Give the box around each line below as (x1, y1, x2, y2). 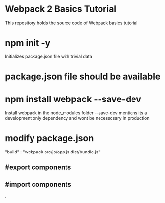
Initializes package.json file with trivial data (5, 53, 92, 59)
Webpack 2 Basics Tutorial (5, 3, 117, 15)
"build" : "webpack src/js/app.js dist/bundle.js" (5, 149, 100, 154)
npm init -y (5, 37, 51, 49)
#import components (5, 180, 71, 189)
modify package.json (5, 133, 94, 144)
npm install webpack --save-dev (5, 94, 142, 105)
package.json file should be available (5, 71, 161, 82)
